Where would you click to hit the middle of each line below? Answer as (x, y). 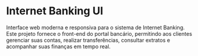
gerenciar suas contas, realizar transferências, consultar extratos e (88, 40)
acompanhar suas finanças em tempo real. (59, 46)
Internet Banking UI (55, 11)
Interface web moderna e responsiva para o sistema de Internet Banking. (95, 27)
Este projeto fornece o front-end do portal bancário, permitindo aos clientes (99, 33)
